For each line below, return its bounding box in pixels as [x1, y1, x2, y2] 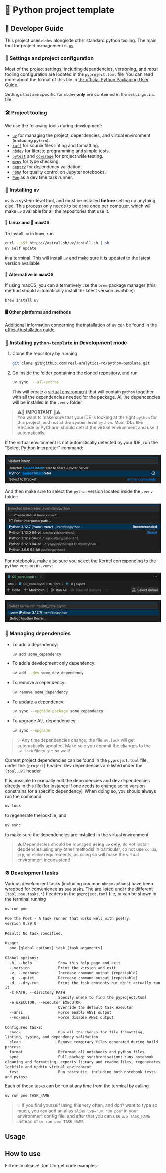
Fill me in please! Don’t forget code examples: [5, 1162, 98, 1168]
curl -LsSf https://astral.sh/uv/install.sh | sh [5, 241, 110, 246]
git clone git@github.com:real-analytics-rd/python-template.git [12, 361, 150, 366]
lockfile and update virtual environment [5, 1064, 92, 1069]
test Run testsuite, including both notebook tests [9, 1069, 156, 1074]
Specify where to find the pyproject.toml [58, 995, 147, 1000]
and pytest [5, 1074, 28, 1079]
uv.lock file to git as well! [17, 748, 70, 753]
